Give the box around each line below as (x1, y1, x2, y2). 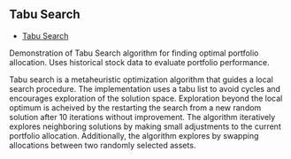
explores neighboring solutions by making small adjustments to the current (9, 121, 281, 132)
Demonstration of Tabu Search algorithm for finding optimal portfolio (9, 48, 259, 58)
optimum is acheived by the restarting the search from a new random (9, 102, 262, 113)
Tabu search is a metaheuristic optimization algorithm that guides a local (9, 74, 274, 85)
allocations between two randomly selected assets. (9, 140, 196, 150)
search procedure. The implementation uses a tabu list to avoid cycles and (9, 83, 281, 94)
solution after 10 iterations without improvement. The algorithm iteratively (9, 111, 276, 122)
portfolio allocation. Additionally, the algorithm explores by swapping (9, 130, 259, 140)
